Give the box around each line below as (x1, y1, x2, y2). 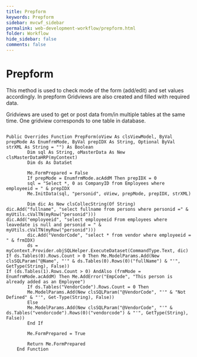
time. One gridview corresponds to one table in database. (6, 117, 146, 124)
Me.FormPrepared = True (27, 330, 86, 336)
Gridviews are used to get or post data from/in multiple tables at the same (6, 111, 186, 118)
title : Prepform (6, 8, 46, 15)
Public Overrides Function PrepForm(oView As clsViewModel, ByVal (6, 134, 173, 140)
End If (27, 320, 44, 326)
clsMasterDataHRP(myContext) (6, 155, 78, 160)
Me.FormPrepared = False (27, 170, 88, 176)
